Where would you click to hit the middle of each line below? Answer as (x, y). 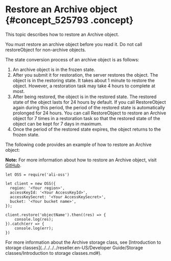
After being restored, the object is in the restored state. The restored (84, 97)
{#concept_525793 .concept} (69, 20)
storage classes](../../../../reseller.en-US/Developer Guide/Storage (74, 247)
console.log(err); (34, 228)
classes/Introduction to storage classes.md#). (54, 253)
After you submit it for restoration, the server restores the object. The (85, 75)
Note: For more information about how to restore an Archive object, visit (81, 160)
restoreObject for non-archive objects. (46, 50)
